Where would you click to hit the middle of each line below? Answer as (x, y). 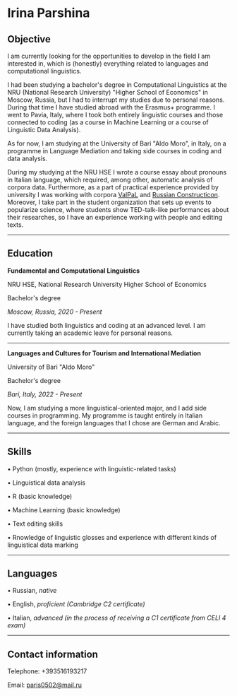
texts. (16, 225)
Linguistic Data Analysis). (44, 130)
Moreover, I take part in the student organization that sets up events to (109, 202)
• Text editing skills (35, 524)
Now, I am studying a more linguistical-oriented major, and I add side (107, 408)
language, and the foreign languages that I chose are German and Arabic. (114, 423)
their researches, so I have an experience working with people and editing (115, 217)
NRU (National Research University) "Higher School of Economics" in (108, 92)
